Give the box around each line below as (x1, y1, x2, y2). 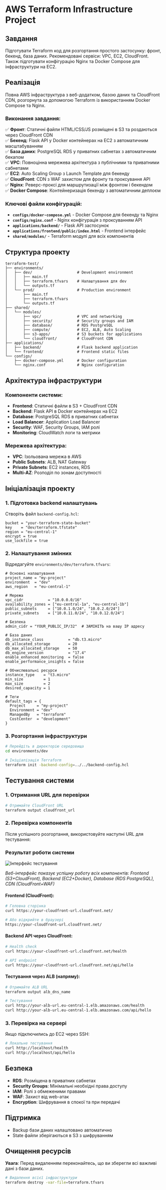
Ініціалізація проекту (5, 484, 75, 493)
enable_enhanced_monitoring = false (5, 655, 84, 660)
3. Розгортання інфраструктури (5, 733, 87, 740)
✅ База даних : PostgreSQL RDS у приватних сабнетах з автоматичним (5, 149, 156, 155)
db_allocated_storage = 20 (5, 641, 78, 647)
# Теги (5, 694, 19, 700)
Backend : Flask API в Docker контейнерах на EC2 (12, 408, 118, 414)
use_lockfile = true (5, 538, 49, 543)
